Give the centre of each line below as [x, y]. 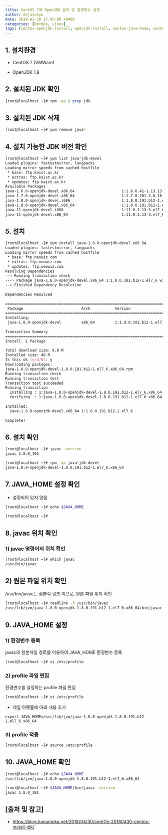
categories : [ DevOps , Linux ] [35, 24]
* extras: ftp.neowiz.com [34, 262]
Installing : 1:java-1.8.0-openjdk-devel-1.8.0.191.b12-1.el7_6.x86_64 [86, 392]
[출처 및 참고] [24, 809]
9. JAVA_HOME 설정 [36, 625]
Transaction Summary [27, 331]
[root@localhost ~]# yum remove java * [45, 130]
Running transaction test [32, 378]
